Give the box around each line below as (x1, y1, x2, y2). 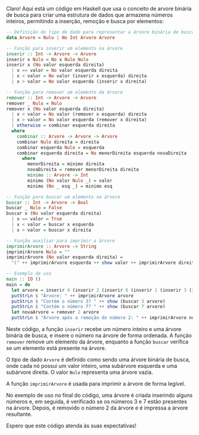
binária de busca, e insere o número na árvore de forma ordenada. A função (6, 332, 192, 339)
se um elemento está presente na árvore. (6, 345, 107, 351)
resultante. (6, 411, 33, 418)
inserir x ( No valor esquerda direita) (6, 62, 105, 68)
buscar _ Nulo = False (6, 205, 62, 211)
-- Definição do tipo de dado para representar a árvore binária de (6, 29, 179, 35)
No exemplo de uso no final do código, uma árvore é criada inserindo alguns (6, 392, 193, 399)
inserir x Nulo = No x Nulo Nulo (6, 56, 89, 62)
